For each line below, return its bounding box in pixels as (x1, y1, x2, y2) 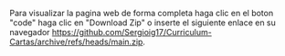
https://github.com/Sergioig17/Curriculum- (51, 27, 212, 37)
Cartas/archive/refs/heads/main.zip (9, 36, 143, 47)
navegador (9, 27, 50, 37)
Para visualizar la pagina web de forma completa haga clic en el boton (9, 8, 274, 18)
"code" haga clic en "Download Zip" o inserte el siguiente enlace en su (9, 17, 277, 28)
